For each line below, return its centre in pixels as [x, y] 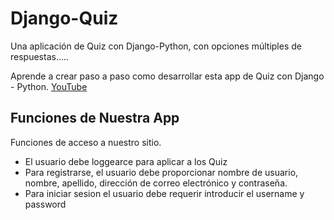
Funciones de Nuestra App [95, 118]
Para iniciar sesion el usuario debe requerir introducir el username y [164, 193]
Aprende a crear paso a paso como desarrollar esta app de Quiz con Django [167, 76]
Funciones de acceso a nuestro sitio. [86, 142]
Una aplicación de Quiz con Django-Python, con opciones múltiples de [156, 46]
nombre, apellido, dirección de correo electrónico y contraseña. [156, 183]
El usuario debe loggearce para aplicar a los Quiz [126, 161]
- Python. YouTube [49, 86]
